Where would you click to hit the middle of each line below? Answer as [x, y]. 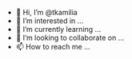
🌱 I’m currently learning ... [58, 29]
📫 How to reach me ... [53, 47]
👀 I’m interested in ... [50, 21]
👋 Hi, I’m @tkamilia [46, 12]
